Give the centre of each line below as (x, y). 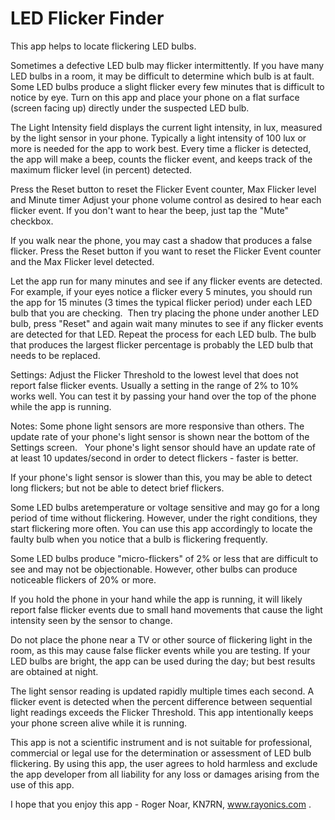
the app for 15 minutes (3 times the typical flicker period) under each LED (161, 302)
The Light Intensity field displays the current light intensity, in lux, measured (166, 127)
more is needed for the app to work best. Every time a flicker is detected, (161, 148)
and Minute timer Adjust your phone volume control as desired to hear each (166, 199)
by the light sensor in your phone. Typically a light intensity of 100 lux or (158, 138)
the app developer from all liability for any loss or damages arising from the (165, 774)
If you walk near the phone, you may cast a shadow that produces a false (161, 240)
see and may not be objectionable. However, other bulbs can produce (154, 569)
